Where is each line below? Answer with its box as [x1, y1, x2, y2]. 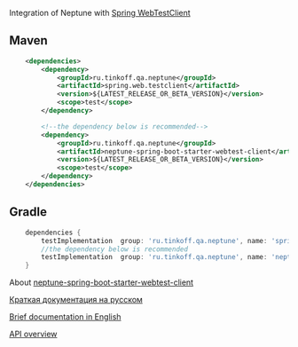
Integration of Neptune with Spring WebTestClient [9, 8, 191, 18]
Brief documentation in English [9, 312, 122, 322]
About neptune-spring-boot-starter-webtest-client [9, 277, 193, 288]
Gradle [9, 204, 47, 220]
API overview [9, 328, 58, 340]
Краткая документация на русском [9, 295, 144, 305]
